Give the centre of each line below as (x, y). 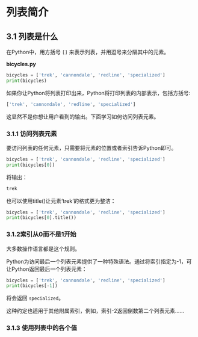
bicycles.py (21, 64)
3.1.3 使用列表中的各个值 (42, 328)
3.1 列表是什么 (32, 36)
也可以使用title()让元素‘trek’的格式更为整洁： (61, 201)
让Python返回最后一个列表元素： (47, 269)
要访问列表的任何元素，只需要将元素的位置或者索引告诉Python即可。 (91, 147)
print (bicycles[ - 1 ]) (32, 286)
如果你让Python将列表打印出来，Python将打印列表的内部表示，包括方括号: (98, 93)
